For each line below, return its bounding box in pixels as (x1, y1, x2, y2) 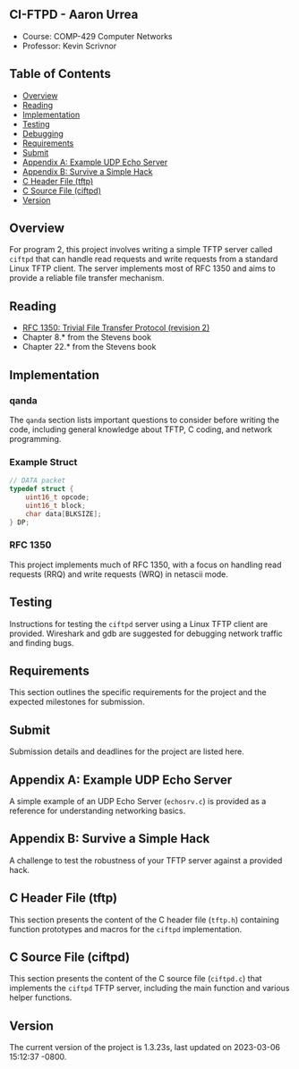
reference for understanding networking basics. (9, 805, 186, 817)
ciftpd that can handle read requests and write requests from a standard (9, 254, 278, 265)
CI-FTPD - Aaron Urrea (9, 7, 139, 22)
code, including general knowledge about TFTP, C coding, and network (9, 424, 273, 435)
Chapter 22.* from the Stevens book (21, 342, 157, 352)
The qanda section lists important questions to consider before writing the (9, 414, 280, 425)
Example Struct (9, 455, 78, 468)
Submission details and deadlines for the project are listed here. (9, 746, 244, 757)
